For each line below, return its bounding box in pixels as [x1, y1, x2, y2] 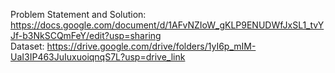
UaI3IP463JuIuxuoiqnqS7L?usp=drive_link [10, 51, 186, 63]
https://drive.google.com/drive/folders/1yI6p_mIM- [46, 40, 257, 52]
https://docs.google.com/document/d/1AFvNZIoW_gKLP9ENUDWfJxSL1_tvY [10, 19, 325, 31]
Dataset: [10, 40, 45, 52]
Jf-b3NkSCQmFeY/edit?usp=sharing [10, 30, 162, 41]
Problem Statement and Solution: [10, 9, 147, 20]
